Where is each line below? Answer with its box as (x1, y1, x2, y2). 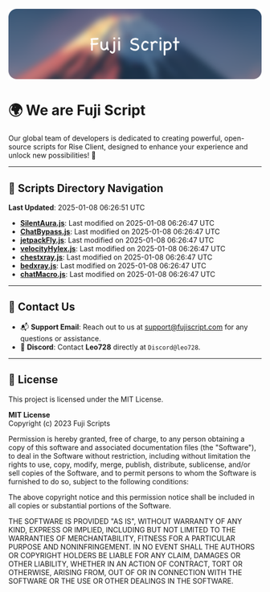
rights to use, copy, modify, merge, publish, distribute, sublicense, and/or (8, 459, 251, 469)
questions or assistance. (19, 333, 102, 343)
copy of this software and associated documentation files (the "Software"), (8, 443, 257, 452)
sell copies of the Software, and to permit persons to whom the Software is (8, 467, 257, 478)
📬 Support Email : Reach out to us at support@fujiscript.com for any (19, 322, 248, 332)
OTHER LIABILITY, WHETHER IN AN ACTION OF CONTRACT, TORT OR (8, 559, 243, 569)
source (8, 142, 32, 152)
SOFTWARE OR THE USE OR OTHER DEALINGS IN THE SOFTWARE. (8, 576, 234, 586)
